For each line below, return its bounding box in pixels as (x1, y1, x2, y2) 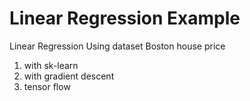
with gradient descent (23, 70, 115, 82)
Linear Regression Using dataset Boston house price (9, 40, 226, 52)
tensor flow (23, 80, 71, 92)
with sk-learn (23, 59, 79, 71)
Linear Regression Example (9, 7, 241, 30)
